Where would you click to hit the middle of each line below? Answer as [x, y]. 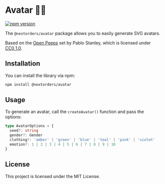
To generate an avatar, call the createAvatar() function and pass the [75, 112]
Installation [23, 64]
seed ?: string [24, 131]
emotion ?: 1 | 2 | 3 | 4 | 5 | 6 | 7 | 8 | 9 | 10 [63, 144]
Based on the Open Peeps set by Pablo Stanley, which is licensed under [78, 43]
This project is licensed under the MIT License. [53, 176]
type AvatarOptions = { [30, 126]
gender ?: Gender [26, 135]
